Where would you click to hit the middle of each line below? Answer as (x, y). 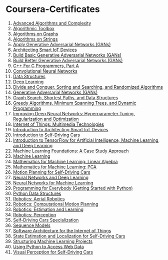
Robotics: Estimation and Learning (48, 209)
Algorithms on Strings (35, 39)
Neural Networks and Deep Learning (51, 177)
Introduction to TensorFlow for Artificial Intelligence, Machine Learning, (86, 140)
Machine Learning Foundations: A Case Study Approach (71, 151)
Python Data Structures (37, 193)
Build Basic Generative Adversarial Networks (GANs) (67, 55)
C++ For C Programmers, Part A (46, 66)
